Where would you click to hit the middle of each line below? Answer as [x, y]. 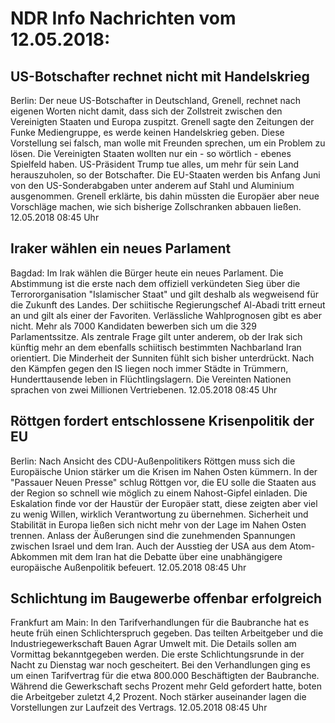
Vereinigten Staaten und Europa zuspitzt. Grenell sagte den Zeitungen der [162, 121]
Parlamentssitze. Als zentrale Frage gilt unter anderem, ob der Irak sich [156, 336]
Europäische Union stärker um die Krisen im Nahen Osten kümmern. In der [164, 471]
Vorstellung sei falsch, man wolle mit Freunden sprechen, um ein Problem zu [168, 143]
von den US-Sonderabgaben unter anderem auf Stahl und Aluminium [152, 185]
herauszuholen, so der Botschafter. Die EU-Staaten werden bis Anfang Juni [165, 175]
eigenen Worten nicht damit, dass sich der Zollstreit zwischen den [146, 111]
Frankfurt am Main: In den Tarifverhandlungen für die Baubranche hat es [160, 623]
